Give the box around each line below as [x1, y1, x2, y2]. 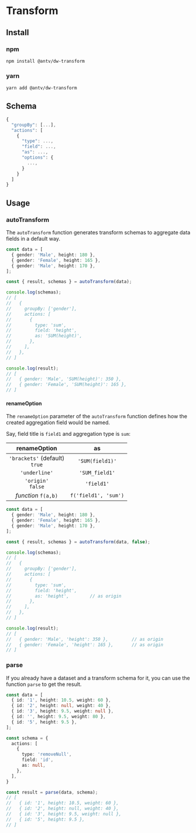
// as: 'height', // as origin [6, 593, 122, 599]
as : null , [21, 763, 46, 769]
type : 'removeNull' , [21, 752, 72, 757]
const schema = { [6, 735, 49, 741]
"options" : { [21, 155, 54, 161]
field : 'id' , [21, 757, 54, 763]
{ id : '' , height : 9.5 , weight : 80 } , [11, 713, 106, 720]
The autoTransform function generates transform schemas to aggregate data [6, 229, 191, 236]
